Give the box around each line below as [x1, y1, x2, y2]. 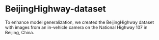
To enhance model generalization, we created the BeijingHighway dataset [5, 19, 154, 25]
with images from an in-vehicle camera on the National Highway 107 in [5, 24, 148, 30]
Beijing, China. [5, 29, 34, 35]
